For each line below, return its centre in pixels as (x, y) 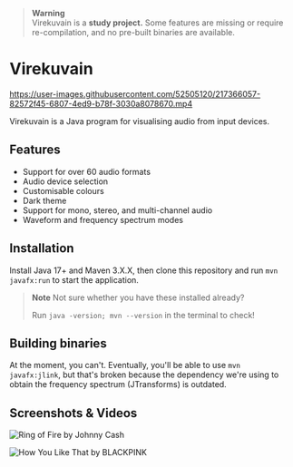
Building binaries (58, 343)
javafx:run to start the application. (74, 279)
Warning (48, 13)
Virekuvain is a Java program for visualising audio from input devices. (140, 121)
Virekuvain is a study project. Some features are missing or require (157, 23)
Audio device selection (65, 181)
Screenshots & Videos (73, 413)
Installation (42, 248)
